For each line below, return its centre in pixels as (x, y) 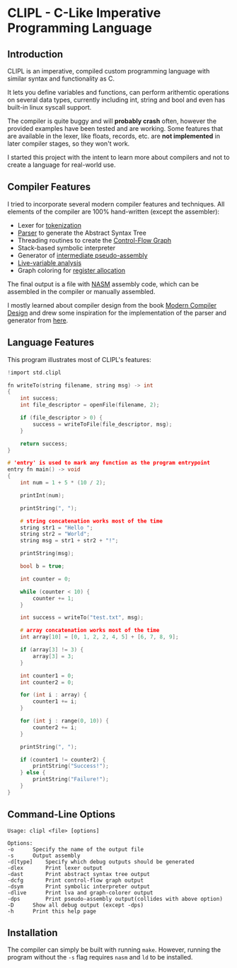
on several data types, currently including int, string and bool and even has (116, 100)
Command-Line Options (61, 815)
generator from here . (38, 320)
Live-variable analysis (50, 262)
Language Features (51, 343)
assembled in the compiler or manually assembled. (81, 291)
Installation (33, 932)
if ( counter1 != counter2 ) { (63, 759)
